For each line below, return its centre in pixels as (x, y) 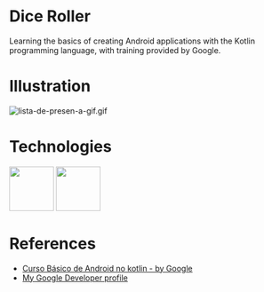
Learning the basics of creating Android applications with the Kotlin (132, 41)
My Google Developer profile (75, 278)
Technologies (61, 147)
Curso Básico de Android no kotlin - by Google (107, 268)
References (52, 244)
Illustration (50, 87)
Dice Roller (50, 16)
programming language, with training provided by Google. (115, 50)
